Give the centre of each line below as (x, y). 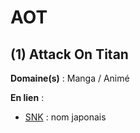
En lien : (27, 97)
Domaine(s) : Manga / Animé (70, 78)
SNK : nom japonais (65, 117)
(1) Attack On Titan (69, 54)
